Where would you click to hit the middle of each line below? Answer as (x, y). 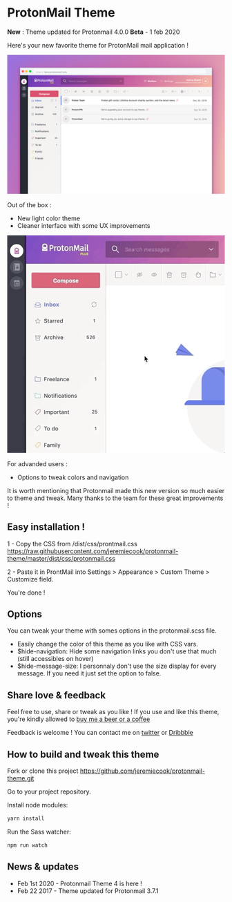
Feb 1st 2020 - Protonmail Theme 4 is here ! (80, 883)
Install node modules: (38, 805)
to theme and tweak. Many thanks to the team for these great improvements (115, 498)
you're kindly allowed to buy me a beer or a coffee (79, 719)
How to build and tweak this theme (83, 754)
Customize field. (30, 579)
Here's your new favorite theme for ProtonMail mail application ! (98, 45)
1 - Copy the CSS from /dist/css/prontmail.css (72, 544)
